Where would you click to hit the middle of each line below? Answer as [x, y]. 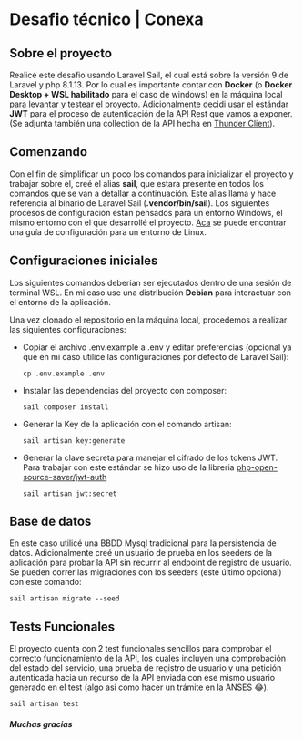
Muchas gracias [41, 724]
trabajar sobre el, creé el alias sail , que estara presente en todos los [136, 183]
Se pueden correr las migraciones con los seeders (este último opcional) [146, 572]
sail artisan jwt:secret [70, 493]
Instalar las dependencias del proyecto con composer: [125, 390]
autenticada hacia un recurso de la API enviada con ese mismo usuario [142, 678]
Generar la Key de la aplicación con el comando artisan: [127, 424]
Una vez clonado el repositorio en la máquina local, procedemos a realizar [148, 320]
